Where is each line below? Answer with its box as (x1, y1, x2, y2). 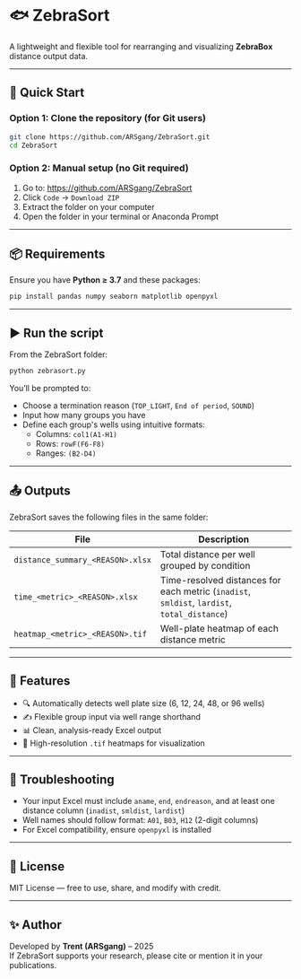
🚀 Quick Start (9, 85, 85, 101)
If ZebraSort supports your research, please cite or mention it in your (9, 950, 263, 961)
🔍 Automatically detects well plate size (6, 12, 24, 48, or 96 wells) (21, 697, 265, 708)
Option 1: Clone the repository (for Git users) (9, 112, 207, 125)
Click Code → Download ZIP (21, 192, 120, 203)
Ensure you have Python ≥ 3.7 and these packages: (9, 275, 201, 285)
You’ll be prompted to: (9, 383, 91, 394)
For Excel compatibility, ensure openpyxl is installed (21, 825, 212, 835)
